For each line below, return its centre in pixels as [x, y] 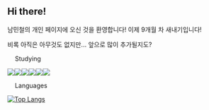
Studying [28, 59]
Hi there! [27, 12]
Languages [31, 85]
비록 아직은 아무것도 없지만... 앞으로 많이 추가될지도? [80, 44]
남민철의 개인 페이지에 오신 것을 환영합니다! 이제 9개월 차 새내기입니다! [104, 29]
